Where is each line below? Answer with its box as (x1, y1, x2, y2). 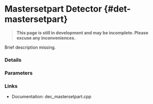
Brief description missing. (4, 44, 56, 50)
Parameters (4, 69, 33, 76)
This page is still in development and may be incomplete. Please (16, 30, 149, 35)
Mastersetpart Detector (4, 3, 102, 15)
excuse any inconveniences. (16, 35, 76, 41)
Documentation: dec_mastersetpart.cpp (11, 94, 92, 100)
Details (4, 56, 22, 63)
